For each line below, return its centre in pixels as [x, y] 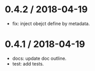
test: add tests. [28, 64]
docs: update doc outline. [39, 58]
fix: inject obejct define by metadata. [51, 23]
